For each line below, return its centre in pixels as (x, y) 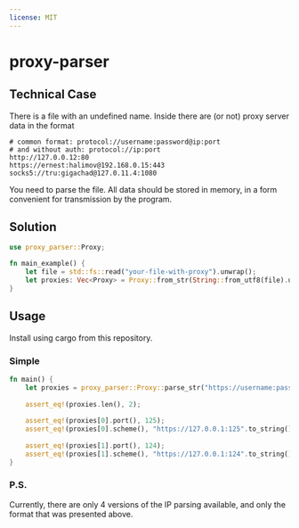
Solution (33, 227)
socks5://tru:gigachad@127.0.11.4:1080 (83, 173)
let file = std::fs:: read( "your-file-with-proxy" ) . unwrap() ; (141, 272)
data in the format (42, 125)
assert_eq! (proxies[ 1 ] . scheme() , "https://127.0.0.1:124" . (137, 454)
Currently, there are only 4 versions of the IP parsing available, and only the (148, 504)
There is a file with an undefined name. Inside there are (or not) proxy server (149, 116)
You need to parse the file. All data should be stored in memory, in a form (143, 189)
